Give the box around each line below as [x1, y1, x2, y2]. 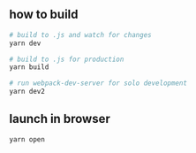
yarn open [9, 134, 46, 144]
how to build [9, 7, 79, 22]
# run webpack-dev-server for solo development [9, 79, 188, 88]
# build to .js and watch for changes [9, 30, 152, 39]
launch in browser [9, 111, 110, 126]
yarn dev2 [9, 88, 46, 96]
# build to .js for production [9, 55, 124, 64]
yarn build [9, 63, 49, 72]
